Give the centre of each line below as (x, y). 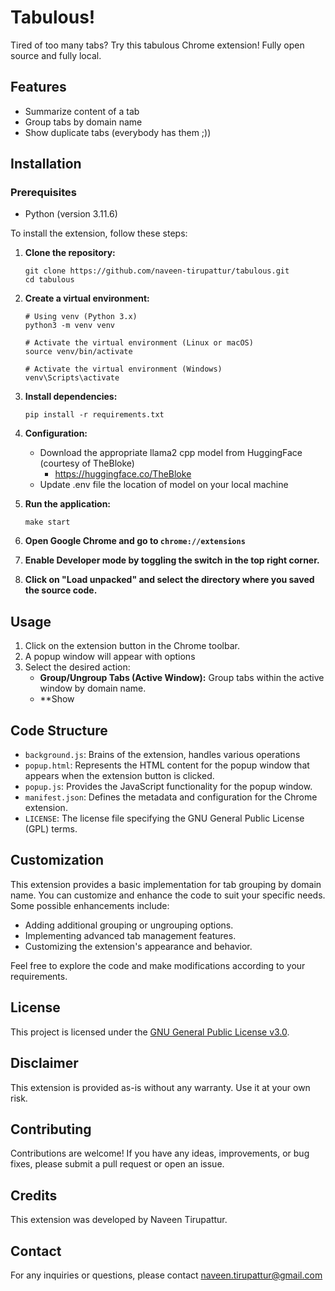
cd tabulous (49, 280)
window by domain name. (93, 688)
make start (47, 522)
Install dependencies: (71, 397)
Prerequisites (43, 193)
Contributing (51, 1129)
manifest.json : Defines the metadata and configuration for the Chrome (171, 797)
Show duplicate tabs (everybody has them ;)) (118, 132)
